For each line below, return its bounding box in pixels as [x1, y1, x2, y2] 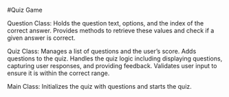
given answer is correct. [7, 34, 76, 42]
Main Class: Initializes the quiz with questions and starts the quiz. [7, 83, 193, 90]
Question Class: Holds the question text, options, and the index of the [7, 19, 204, 27]
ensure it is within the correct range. [7, 69, 110, 77]
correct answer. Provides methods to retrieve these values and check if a [7, 27, 215, 34]
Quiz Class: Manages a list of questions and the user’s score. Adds [7, 47, 197, 55]
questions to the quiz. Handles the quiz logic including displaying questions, [7, 54, 223, 63]
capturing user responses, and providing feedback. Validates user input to [7, 62, 217, 69]
